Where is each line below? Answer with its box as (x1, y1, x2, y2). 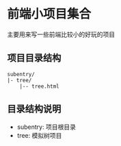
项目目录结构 (7, 52, 62, 64)
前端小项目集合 (7, 6, 92, 22)
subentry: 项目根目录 (16, 123, 77, 131)
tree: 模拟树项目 (16, 131, 62, 139)
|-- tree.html (19, 83, 59, 90)
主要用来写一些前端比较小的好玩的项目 (7, 30, 115, 38)
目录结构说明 (7, 104, 62, 115)
